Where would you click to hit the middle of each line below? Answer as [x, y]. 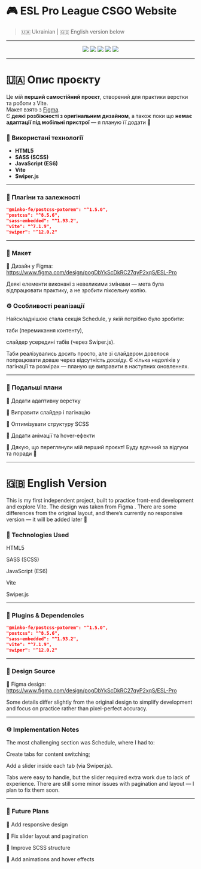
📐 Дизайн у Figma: [30, 266]
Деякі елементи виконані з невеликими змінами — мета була [85, 284]
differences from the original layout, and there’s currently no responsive [95, 513]
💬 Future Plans [28, 812]
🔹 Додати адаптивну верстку [43, 401]
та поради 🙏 [22, 453]
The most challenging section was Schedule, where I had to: [80, 743]
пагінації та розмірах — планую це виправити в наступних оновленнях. [98, 367]
